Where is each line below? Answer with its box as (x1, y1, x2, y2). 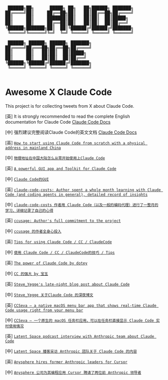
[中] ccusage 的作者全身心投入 (5, 228, 62, 234)
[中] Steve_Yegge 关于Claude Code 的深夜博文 (5, 291, 93, 297)
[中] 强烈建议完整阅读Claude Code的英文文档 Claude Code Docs (5, 129, 137, 135)
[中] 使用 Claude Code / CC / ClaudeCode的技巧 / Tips (5, 249, 115, 255)
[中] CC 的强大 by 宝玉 (5, 270, 48, 276)
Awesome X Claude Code (5, 87, 112, 98)
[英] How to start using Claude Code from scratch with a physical (5, 140, 146, 146)
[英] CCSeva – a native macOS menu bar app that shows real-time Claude (5, 302, 157, 308)
